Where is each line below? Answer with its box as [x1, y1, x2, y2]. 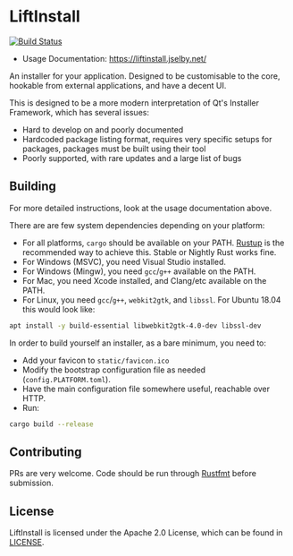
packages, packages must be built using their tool [21, 143, 206, 154]
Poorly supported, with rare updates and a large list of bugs [21, 152, 242, 163]
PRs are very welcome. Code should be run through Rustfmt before [9, 468, 257, 479]
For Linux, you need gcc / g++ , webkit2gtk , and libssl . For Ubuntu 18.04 [21, 294, 281, 305]
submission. [9, 477, 54, 489]
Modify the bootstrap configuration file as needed [21, 364, 206, 375]
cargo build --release [9, 419, 94, 429]
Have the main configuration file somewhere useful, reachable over [21, 383, 271, 394]
